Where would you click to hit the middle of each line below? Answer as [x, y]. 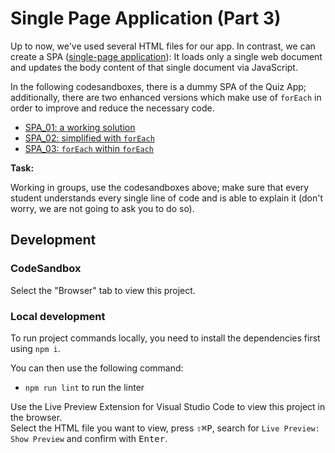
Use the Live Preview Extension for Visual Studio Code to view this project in [168, 406]
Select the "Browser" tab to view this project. [103, 290]
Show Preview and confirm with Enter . [89, 438]
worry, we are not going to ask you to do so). [102, 208]
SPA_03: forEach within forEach [89, 148]
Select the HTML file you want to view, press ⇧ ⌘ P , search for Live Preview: [165, 428]
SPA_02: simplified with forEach [89, 138]
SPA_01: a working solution [80, 127]
